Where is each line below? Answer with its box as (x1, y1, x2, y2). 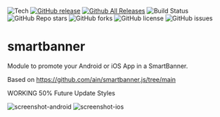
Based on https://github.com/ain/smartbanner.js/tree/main (7, 75, 176, 83)
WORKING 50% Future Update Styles (7, 88, 116, 97)
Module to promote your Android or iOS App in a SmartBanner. (7, 62, 188, 70)
